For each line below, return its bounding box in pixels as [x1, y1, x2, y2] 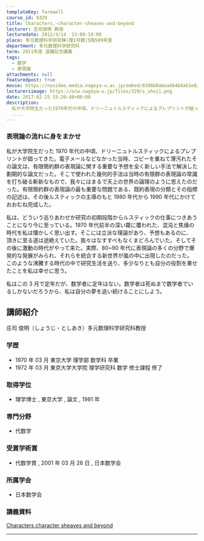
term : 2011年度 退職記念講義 [6, 49, 73, 55]
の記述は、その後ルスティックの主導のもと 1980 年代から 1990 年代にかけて [6, 193, 196, 200]
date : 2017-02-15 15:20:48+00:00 [6, 94, 91, 100]
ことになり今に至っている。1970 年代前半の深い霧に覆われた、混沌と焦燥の [6, 221, 195, 229]
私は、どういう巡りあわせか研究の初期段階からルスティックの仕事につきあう [6, 213, 198, 221]
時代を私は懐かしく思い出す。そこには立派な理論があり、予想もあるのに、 [6, 229, 192, 236]
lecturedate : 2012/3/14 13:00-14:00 [6, 32, 102, 38]
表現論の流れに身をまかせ [6, 132, 81, 141]
